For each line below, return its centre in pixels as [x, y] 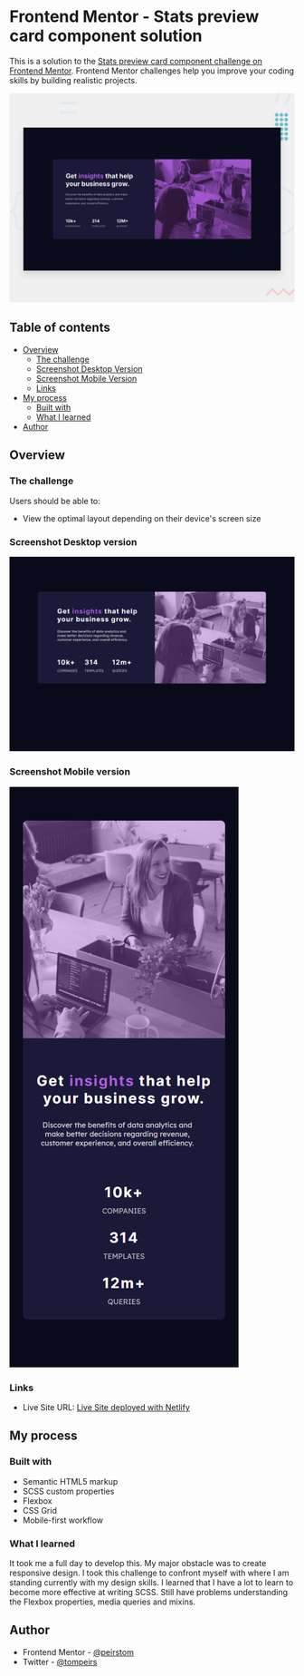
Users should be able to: [55, 501]
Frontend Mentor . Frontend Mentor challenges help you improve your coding [152, 71]
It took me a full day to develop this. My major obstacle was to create [138, 1563]
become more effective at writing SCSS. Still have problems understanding [148, 1592]
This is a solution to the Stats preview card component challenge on [136, 61]
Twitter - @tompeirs [60, 1661]
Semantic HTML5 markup [70, 1481]
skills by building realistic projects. [73, 80]
